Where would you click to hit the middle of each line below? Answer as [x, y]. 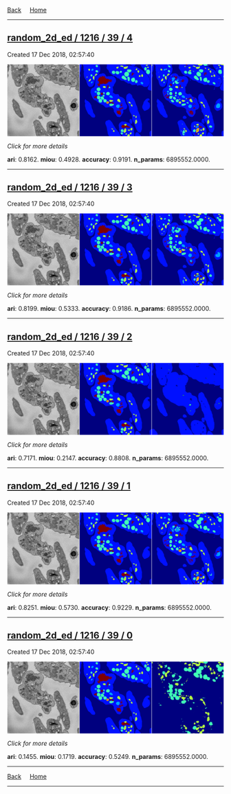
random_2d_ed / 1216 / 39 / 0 [70, 635]
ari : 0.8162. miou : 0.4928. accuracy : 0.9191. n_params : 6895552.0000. [109, 159]
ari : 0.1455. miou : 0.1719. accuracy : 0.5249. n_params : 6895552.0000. [108, 757]
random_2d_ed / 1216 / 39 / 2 [70, 337]
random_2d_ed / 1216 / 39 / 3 [70, 187]
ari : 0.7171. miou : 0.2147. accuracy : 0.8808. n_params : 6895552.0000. [108, 458]
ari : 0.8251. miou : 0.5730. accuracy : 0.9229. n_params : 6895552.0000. [109, 607]
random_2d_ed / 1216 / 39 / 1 [69, 486]
